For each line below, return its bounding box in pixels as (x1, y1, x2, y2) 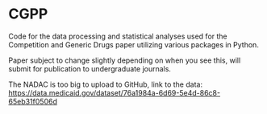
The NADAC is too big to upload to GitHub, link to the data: (8, 79, 203, 89)
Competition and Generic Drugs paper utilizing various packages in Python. (8, 39, 260, 49)
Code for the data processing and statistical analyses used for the (8, 31, 227, 41)
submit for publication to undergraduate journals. (8, 63, 172, 73)
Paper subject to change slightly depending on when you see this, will (8, 55, 241, 65)
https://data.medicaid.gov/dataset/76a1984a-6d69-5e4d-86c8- (8, 88, 220, 97)
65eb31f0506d (8, 96, 58, 106)
